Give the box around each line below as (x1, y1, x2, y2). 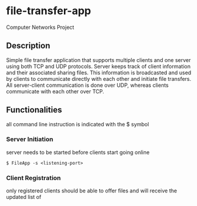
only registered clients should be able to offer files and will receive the (6, 187, 177, 194)
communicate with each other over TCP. (6, 87, 105, 95)
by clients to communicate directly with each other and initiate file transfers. (6, 75, 192, 82)
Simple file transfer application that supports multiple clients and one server (6, 56, 191, 63)
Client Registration (6, 174, 61, 182)
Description (6, 41, 50, 51)
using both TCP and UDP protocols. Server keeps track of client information (6, 63, 191, 70)
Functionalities (6, 105, 62, 115)
